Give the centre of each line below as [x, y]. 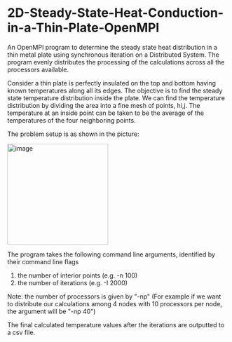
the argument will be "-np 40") [52, 311]
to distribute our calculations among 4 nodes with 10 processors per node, [115, 303]
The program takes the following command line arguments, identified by [111, 254]
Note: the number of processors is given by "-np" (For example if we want [114, 296]
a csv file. [21, 332]
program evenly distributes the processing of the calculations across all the [116, 62]
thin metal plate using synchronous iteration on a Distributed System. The [113, 55]
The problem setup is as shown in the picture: [73, 134]
